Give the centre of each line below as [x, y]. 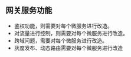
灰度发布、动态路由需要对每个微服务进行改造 [68, 48]
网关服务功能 [29, 11]
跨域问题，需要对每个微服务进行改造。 [60, 41]
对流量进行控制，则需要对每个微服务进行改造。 [71, 33]
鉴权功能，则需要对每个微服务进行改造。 [63, 26]
